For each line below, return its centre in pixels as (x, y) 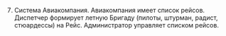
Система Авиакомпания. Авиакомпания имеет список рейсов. (109, 10)
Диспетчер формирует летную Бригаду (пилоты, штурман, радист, (116, 18)
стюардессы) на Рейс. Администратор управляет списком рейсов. (116, 25)
